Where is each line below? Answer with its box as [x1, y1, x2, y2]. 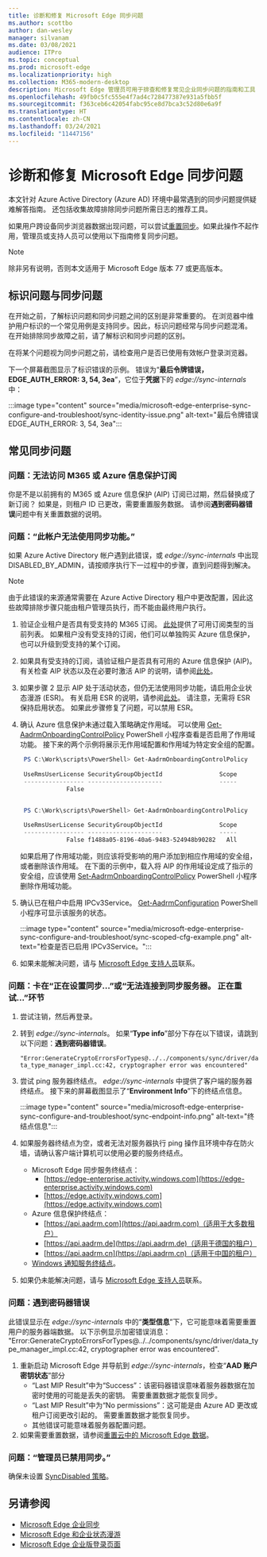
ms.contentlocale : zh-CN [8, 115, 91, 123]
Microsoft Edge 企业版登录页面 [19, 1539, 121, 1549]
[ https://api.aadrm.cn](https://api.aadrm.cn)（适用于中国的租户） [43, 1249, 257, 1258]
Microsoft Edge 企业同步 [19, 1519, 100, 1529]
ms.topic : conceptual [8, 56, 80, 64]
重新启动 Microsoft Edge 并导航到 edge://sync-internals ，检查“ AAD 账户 [19, 1360, 258, 1370]
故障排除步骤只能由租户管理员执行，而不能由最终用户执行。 [14, 603, 211, 612]
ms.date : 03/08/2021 [8, 41, 77, 49]
